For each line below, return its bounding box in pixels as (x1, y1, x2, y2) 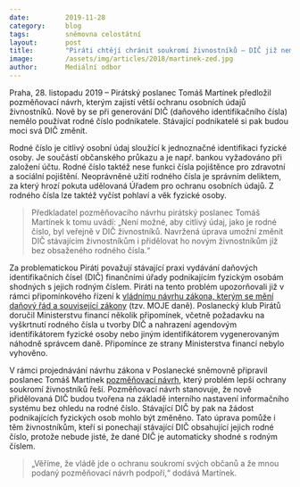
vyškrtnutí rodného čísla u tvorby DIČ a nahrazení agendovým (9, 318, 237, 330)
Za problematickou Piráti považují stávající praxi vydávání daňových (9, 262, 258, 273)
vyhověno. (9, 347, 48, 358)
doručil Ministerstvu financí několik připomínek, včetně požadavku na (9, 310, 265, 320)
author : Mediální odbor (9, 63, 122, 72)
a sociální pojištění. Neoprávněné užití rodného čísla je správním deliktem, (9, 170, 282, 181)
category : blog (9, 21, 82, 30)
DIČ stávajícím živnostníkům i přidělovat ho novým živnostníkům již (30, 235, 279, 246)
